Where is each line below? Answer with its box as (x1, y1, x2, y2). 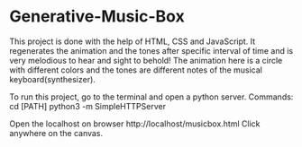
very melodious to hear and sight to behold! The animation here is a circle (9, 55, 283, 65)
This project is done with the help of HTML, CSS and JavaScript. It (9, 36, 256, 47)
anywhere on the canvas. (9, 127, 104, 138)
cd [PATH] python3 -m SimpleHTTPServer (9, 100, 167, 111)
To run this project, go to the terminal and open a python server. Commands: (9, 91, 294, 102)
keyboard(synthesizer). (9, 73, 96, 84)
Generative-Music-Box (9, 6, 185, 27)
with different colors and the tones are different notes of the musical (9, 65, 263, 75)
